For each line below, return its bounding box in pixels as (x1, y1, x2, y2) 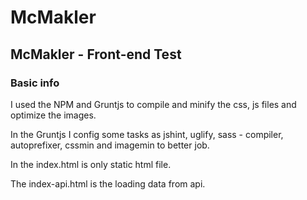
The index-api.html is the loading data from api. (10, 177, 206, 190)
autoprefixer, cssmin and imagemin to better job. (10, 139, 210, 151)
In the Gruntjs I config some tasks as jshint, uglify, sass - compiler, (10, 128, 284, 140)
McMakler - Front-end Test (10, 46, 182, 63)
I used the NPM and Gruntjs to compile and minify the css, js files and (10, 98, 297, 110)
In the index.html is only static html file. (10, 158, 172, 170)
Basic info (10, 76, 60, 90)
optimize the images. (10, 109, 97, 121)
